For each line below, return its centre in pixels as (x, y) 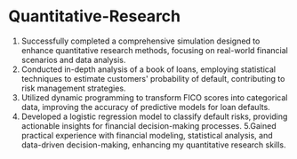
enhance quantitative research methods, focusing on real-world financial (154, 50)
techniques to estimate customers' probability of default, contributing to (153, 78)
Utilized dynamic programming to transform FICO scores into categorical (154, 97)
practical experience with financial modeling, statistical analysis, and (147, 135)
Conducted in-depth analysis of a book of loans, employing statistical (148, 69)
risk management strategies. (73, 88)
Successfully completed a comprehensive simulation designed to (140, 41)
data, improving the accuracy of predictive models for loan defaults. (145, 107)
